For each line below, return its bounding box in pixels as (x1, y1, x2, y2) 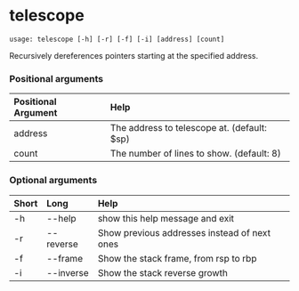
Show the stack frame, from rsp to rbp (97, 252, 257, 264)
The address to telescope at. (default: (109, 122, 267, 134)
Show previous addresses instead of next (97, 226, 271, 238)
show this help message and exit (97, 212, 234, 224)
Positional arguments (9, 72, 104, 85)
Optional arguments (9, 174, 98, 187)
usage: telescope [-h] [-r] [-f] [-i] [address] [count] (9, 35, 225, 44)
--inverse (45, 266, 89, 279)
